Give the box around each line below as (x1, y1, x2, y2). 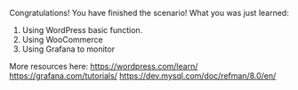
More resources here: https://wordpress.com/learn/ (9, 61, 198, 71)
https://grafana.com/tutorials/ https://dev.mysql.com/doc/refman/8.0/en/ (9, 70, 277, 81)
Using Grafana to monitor (21, 44, 116, 54)
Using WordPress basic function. (21, 25, 143, 35)
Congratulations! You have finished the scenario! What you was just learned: (9, 8, 289, 18)
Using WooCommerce (21, 35, 104, 45)
